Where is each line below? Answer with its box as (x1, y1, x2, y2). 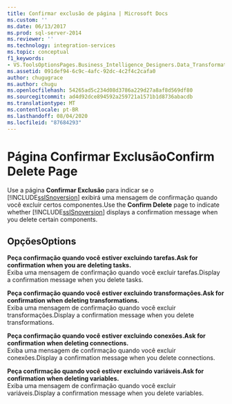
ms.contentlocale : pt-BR (7, 106, 79, 113)
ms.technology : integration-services (7, 42, 116, 49)
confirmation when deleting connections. (7, 339, 129, 347)
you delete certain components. (7, 215, 98, 224)
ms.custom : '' (7, 17, 48, 23)
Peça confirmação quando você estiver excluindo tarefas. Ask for (7, 254, 198, 262)
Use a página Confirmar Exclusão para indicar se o (7, 186, 154, 194)
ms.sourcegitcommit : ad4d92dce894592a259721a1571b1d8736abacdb (7, 94, 193, 101)
